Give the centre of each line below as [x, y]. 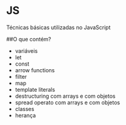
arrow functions [35, 70]
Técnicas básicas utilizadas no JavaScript [58, 27]
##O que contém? [29, 39]
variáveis [26, 51]
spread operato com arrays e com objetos [68, 102]
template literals [35, 89]
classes [25, 109]
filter [21, 76]
